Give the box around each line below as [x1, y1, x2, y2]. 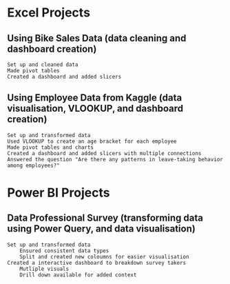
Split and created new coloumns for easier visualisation [19, 253, 189, 260]
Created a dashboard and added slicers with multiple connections [7, 150, 202, 156]
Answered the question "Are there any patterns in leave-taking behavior [7, 156, 224, 163]
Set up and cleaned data [7, 61, 79, 68]
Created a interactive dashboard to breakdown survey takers [7, 259, 187, 266]
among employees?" [7, 162, 60, 169]
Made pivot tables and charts [7, 143, 94, 151]
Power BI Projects [7, 185, 110, 201]
